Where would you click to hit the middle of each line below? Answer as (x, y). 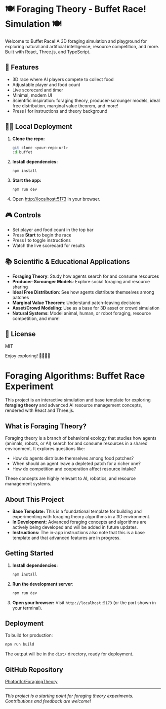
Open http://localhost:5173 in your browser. (56, 199)
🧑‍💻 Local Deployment (39, 127)
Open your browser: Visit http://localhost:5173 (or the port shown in (84, 602)
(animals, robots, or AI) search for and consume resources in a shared (76, 443)
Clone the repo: (29, 139)
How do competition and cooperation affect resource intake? (74, 469)
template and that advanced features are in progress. (66, 538)
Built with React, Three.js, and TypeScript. (48, 52)
